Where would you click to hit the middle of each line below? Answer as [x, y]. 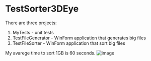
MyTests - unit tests [33, 32]
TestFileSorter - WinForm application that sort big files [69, 43]
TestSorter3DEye [42, 9]
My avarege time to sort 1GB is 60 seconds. [50, 53]
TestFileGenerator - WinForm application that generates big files [79, 38]
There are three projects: [31, 23]
